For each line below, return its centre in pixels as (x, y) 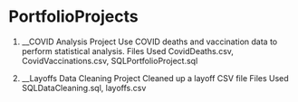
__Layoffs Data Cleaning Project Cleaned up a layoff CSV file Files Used (155, 78)
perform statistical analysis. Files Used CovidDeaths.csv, (128, 51)
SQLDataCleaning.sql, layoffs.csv (84, 88)
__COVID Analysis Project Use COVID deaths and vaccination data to (149, 42)
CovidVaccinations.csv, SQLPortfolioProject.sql (110, 60)
